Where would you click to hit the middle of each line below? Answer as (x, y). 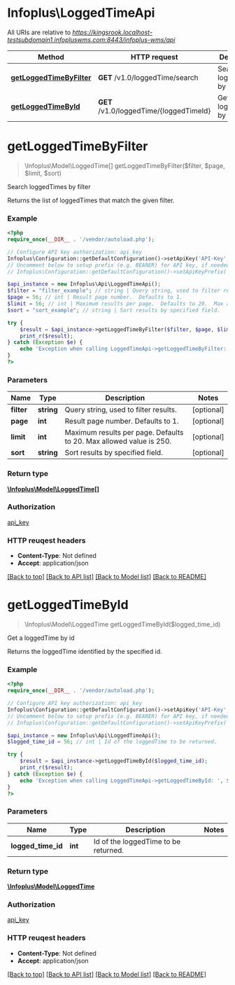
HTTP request (154, 57)
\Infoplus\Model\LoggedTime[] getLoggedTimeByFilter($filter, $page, (124, 165)
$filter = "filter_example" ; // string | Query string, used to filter (114, 291)
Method (51, 57)
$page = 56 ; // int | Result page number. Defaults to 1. (95, 298)
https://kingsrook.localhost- (112, 32)
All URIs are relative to (39, 32)
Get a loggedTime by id (41, 638)
